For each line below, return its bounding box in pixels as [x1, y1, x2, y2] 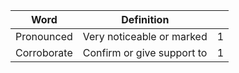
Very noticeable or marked [82, 30, 208, 43]
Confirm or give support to [82, 46, 208, 59]
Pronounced [15, 30, 73, 43]
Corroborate [15, 46, 73, 59]
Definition [121, 13, 170, 26]
